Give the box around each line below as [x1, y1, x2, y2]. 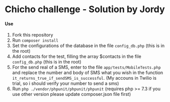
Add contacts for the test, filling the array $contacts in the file [12, 53, 141, 59]
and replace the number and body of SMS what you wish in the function [12, 70, 163, 76]
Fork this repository [12, 32, 53, 38]
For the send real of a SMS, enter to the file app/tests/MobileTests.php [12, 64, 161, 71]
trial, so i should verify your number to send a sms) [12, 80, 119, 87]
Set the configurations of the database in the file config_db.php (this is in [12, 43, 165, 49]
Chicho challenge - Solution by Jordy [5, 4, 165, 15]
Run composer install [12, 37, 59, 44]
